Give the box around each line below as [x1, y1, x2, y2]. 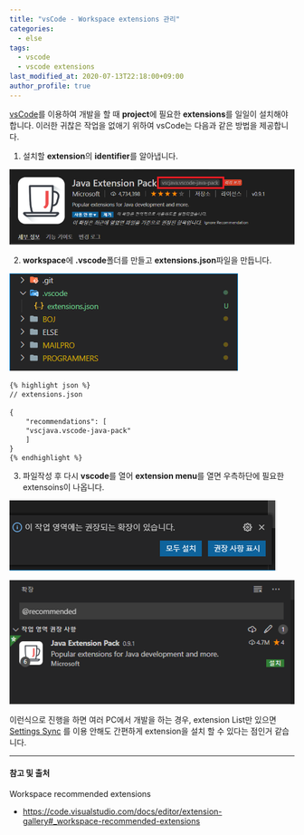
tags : [9, 43, 30, 53]
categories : [9, 24, 54, 34]
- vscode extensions [17, 62, 95, 72]
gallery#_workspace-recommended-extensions [22, 815, 201, 826]
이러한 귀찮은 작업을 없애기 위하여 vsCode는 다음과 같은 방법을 [35, 120, 258, 130]
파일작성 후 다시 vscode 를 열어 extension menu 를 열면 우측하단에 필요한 [22, 471, 285, 482]
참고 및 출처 [9, 768, 51, 779]
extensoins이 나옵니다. [22, 482, 105, 493]
